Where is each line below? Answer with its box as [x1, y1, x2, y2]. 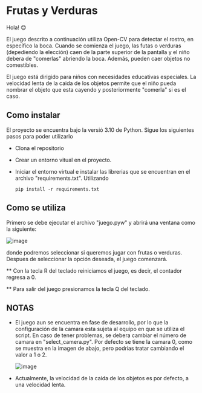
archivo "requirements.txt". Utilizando [15, 174, 109, 182]
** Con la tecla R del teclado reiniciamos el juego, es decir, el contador [6, 267, 183, 274]
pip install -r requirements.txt [15, 186, 100, 192]
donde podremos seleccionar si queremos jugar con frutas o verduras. [6, 248, 183, 256]
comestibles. [6, 61, 38, 69]
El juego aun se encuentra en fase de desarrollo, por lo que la [15, 319, 169, 326]
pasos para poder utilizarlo [6, 132, 74, 140]
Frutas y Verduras [6, 4, 98, 18]
